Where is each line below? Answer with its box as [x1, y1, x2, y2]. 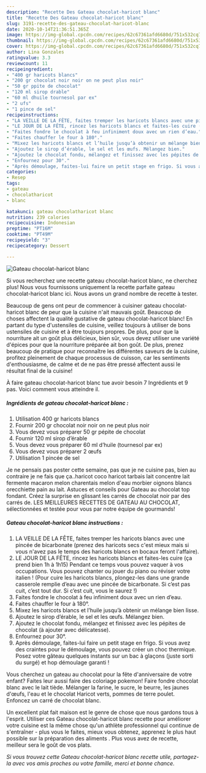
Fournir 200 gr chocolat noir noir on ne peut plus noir [15, 421, 150, 429]
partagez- [173, 753, 199, 760]
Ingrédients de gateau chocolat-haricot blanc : [6, 400, 129, 407]
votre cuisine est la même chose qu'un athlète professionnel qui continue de [6, 721, 199, 729]
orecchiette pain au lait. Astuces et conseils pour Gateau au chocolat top [6, 486, 190, 493]
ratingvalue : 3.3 [6, 55, 51, 61]
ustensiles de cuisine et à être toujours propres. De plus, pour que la [6, 328, 179, 335]
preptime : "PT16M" [6, 225, 53, 232]
